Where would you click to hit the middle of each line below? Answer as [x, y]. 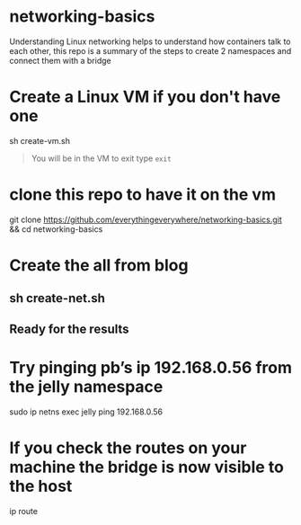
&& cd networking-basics [56, 229]
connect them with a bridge [60, 60]
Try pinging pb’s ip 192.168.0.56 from [150, 367]
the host [41, 486]
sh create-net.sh [58, 298]
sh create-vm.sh [40, 140]
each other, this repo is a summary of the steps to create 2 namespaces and [150, 50]
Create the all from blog [99, 265]
